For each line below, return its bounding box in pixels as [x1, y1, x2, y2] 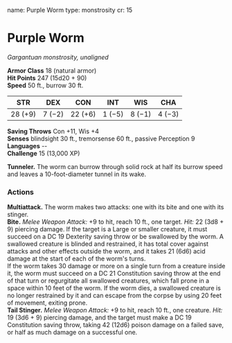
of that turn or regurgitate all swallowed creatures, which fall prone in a [7, 276, 210, 285]
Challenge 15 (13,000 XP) [7, 149, 80, 157]
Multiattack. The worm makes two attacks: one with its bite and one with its [7, 203, 224, 211]
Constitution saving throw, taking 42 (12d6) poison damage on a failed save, [7, 321, 224, 329]
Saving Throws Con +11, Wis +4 [7, 127, 99, 135]
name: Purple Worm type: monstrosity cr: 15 [7, 6, 133, 14]
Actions [7, 187, 35, 197]
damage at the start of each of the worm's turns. [7, 254, 146, 263]
